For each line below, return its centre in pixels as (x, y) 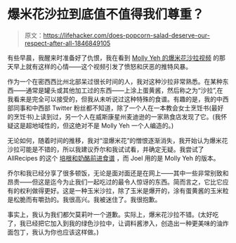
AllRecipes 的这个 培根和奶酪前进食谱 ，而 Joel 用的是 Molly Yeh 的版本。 (113, 158)
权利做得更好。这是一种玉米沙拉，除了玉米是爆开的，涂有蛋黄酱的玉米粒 (124, 190)
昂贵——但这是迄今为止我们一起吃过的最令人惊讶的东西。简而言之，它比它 (115, 182)
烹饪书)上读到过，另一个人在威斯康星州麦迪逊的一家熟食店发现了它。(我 (117, 116)
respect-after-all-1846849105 (67, 43)
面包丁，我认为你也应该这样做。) (53, 232)
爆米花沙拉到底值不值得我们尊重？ (106, 14)
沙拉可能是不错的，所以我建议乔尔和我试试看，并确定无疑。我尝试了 (106, 149)
